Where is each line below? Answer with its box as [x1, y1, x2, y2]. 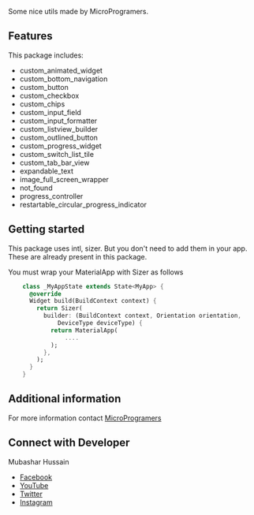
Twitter [19, 489, 43, 498]
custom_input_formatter [19, 116, 98, 125]
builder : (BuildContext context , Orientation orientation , [43, 312, 242, 320]
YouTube [19, 480, 49, 490]
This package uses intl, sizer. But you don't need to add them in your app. [8, 244, 248, 253]
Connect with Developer [8, 436, 130, 450]
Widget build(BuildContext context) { [28, 297, 157, 305]
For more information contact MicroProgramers [8, 413, 162, 423]
